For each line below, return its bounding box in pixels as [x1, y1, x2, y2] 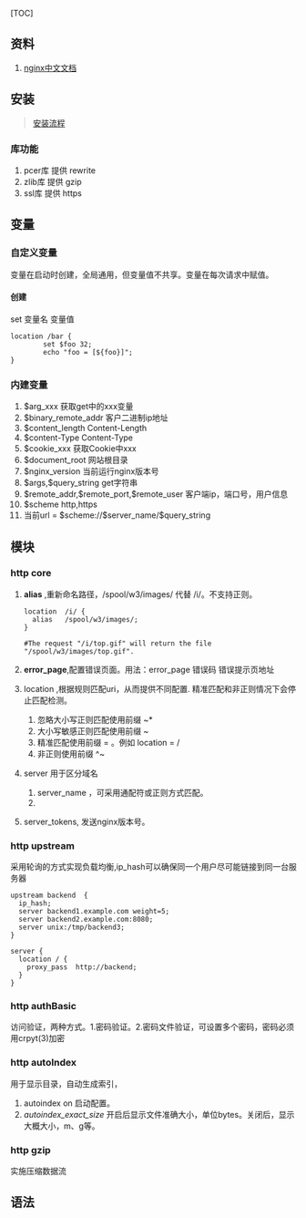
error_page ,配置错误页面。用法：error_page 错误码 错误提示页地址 [23, 664, 275, 675]
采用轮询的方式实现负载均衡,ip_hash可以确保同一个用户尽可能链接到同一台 [10, 862, 290, 872]
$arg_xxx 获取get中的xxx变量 [23, 401, 134, 412]
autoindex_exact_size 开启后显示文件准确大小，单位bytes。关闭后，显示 [23, 1109, 295, 1120]
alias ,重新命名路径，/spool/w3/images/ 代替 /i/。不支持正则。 [23, 588, 258, 600]
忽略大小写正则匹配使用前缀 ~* [36, 714, 153, 725]
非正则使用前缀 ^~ [36, 748, 106, 759]
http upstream [10, 839, 76, 852]
